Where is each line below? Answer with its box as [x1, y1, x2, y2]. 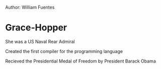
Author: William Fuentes [5, 5, 55, 10]
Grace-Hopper [5, 22, 67, 33]
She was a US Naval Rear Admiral [5, 38, 75, 44]
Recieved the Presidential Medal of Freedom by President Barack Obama [5, 58, 156, 64]
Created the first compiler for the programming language [5, 48, 123, 54]
